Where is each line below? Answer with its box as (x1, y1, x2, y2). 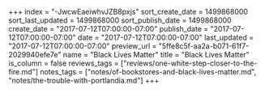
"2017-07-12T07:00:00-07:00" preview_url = (8, 41, 157, 51)
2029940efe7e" (8, 50, 62, 59)
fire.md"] (8, 67, 39, 76)
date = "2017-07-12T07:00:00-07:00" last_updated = (77, 32, 254, 42)
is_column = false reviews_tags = (8, 58, 119, 68)
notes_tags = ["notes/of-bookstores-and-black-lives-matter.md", (40, 67, 257, 76)
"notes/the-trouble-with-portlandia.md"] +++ (8, 76, 160, 85)
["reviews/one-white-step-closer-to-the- (120, 58, 258, 68)
